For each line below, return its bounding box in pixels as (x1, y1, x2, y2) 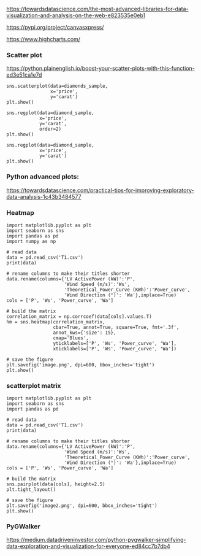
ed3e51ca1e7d (6, 71, 42, 79)
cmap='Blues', (53, 334, 89, 341)
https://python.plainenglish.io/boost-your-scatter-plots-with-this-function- (6, 64, 195, 72)
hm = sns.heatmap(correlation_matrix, (6, 319, 105, 325)
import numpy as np (6, 238, 56, 244)
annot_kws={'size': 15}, (53, 330, 116, 336)
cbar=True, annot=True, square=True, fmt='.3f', (53, 324, 180, 330)
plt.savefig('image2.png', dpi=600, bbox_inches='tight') (6, 503, 157, 509)
